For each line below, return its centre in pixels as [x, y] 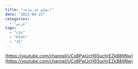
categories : [17, 19]
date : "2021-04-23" [25, 14]
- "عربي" [19, 23]
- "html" [19, 37]
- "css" [18, 33]
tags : [11, 28]
